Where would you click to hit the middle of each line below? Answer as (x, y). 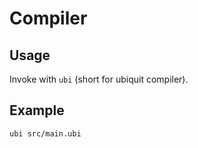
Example (37, 110)
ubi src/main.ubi (45, 133)
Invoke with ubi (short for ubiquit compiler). (99, 79)
